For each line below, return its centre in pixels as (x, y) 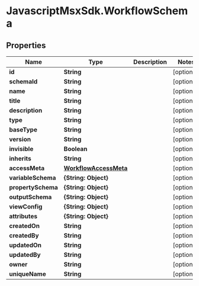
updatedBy (25, 255)
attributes (23, 216)
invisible (21, 149)
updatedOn (25, 245)
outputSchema (31, 197)
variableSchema (33, 178)
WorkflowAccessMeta (96, 168)
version (20, 139)
